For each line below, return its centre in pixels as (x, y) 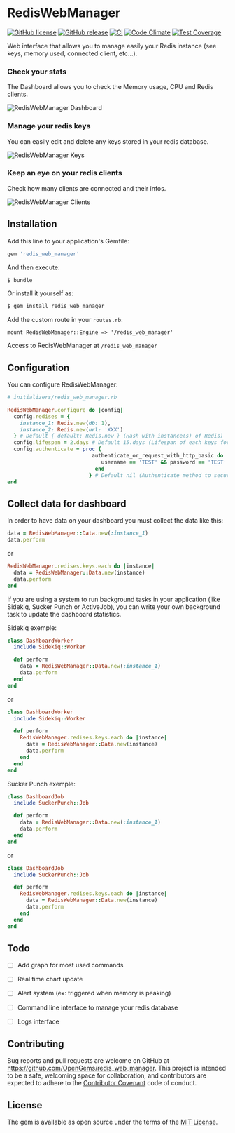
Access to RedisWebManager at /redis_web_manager (82, 346)
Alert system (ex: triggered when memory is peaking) (94, 993)
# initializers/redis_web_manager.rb (62, 398)
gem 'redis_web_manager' (43, 254)
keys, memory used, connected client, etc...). (72, 53)
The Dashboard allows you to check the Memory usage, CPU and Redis (110, 87)
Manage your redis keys (49, 126)
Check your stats (37, 72)
